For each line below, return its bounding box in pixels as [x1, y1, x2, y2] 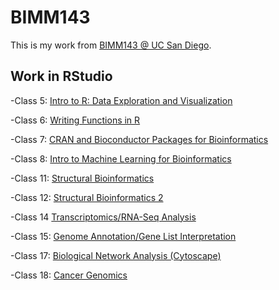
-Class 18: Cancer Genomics [10, 269, 128, 281]
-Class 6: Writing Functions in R [10, 114, 141, 126]
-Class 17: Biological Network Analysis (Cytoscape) [10, 249, 222, 261]
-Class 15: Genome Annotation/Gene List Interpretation [10, 230, 237, 242]
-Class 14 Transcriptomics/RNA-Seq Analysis [10, 211, 197, 223]
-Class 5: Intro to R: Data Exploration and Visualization [10, 94, 233, 106]
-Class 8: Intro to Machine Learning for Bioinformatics [10, 152, 232, 165]
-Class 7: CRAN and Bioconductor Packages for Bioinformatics [10, 133, 269, 145]
